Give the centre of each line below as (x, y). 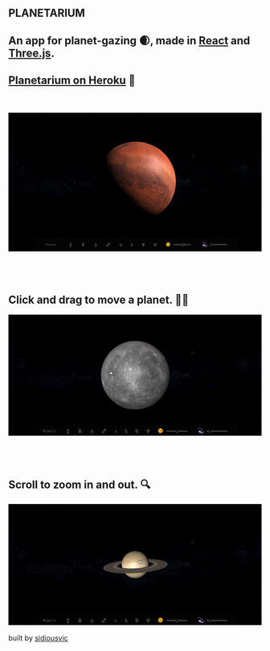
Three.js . (31, 53)
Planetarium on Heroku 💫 (72, 81)
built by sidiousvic (38, 637)
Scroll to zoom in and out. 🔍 (80, 485)
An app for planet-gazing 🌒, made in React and (129, 41)
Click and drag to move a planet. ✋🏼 (98, 299)
